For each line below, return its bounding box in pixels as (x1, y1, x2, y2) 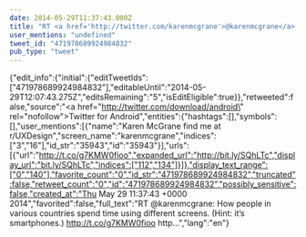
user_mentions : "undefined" (9, 30, 117, 39)
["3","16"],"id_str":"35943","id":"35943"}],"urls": (9, 140, 189, 151)
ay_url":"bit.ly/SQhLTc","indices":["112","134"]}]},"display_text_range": (9, 160, 269, 170)
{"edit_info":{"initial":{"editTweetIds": (9, 72, 148, 83)
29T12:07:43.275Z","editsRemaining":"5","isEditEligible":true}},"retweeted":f (9, 92, 294, 103)
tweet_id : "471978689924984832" (9, 38, 132, 48)
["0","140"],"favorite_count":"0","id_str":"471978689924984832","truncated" (9, 170, 296, 180)
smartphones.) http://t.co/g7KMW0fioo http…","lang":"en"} (9, 218, 230, 229)
